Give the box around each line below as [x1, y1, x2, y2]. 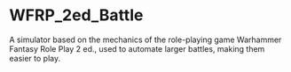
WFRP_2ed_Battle [9, 5, 144, 25]
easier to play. [9, 53, 60, 63]
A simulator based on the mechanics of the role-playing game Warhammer [9, 34, 282, 45]
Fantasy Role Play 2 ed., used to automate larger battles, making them [9, 43, 265, 54]
